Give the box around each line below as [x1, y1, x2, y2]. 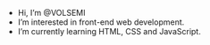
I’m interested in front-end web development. [17, 17, 185, 27]
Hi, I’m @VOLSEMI [17, 8, 87, 18]
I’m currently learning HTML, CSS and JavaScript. [17, 26, 201, 36]
